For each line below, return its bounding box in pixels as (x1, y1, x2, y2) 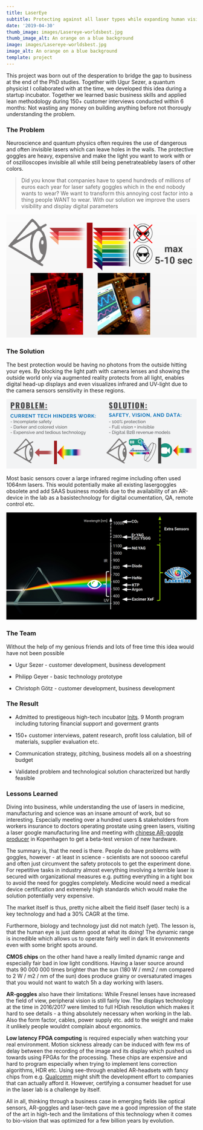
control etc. (6, 500, 35, 507)
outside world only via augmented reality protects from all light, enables (6, 374, 185, 381)
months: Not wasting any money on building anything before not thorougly (6, 104, 192, 111)
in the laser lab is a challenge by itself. (6, 1086, 101, 1093)
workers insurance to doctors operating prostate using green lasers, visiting (6, 822, 195, 830)
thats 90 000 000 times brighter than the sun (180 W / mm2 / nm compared (6, 966, 195, 973)
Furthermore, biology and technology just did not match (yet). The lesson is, (6, 922, 196, 930)
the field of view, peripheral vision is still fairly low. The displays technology (6, 997, 194, 1005)
